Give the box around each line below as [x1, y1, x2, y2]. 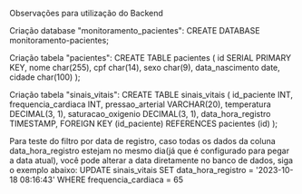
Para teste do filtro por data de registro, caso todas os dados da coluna [9, 136, 277, 146]
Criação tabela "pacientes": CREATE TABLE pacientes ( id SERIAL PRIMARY [9, 53, 292, 63]
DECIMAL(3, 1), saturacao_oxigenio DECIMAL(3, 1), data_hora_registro [9, 109, 271, 119]
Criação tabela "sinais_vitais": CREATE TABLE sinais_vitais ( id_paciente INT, [9, 90, 293, 100]
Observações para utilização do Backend [9, 8, 163, 18]
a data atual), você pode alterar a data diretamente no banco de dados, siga [9, 155, 293, 166]
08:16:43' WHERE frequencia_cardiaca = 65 [19, 174, 184, 185]
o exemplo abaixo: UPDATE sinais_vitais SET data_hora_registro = [9, 165, 254, 175]
